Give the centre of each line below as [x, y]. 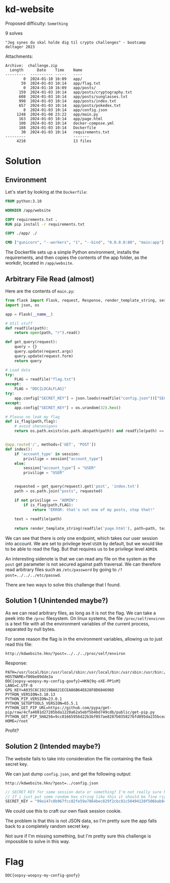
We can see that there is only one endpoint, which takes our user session [82, 538]
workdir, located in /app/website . [39, 263]
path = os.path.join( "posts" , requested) [58, 491]
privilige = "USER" [44, 473]
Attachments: [19, 56]
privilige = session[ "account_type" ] [63, 459]
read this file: [19, 644]
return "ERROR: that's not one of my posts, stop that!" [94, 510]
